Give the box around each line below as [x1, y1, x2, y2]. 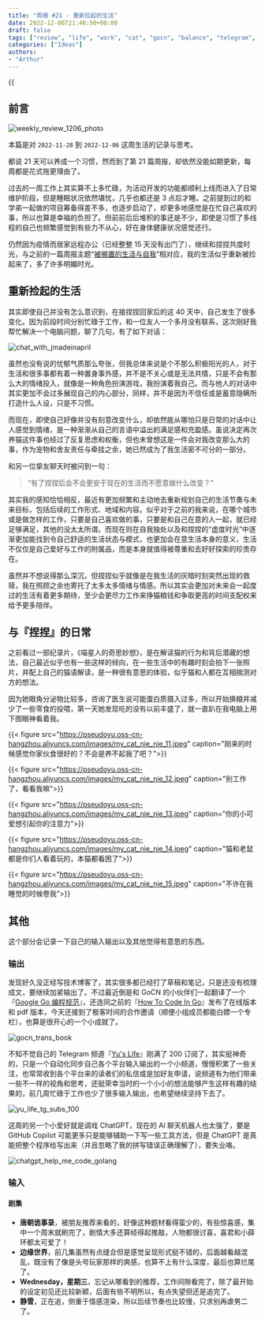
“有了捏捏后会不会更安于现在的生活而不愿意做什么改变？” [27, 478, 215, 488]
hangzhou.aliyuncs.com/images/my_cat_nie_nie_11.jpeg [8, 739, 188, 749]
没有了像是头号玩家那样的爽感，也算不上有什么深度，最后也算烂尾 [40, 1257, 255, 1266]
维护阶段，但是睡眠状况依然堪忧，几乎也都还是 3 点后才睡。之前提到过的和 [8, 192, 252, 202]
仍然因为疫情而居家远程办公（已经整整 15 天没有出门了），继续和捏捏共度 [8, 239, 244, 249]
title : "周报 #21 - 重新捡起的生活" [8, 11, 118, 20]
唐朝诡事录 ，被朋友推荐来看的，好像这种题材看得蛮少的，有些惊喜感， [19, 1217, 248, 1227]
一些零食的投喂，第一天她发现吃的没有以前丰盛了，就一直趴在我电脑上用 [21, 704, 257, 714]
